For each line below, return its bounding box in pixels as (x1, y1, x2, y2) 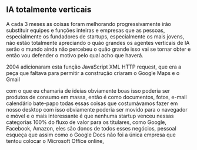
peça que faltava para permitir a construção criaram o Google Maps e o (6, 69, 180, 76)
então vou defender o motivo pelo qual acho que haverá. (6, 51, 144, 58)
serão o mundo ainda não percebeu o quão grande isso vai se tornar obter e (6, 45, 191, 53)
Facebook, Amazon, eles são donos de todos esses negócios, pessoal (6, 125, 176, 132)
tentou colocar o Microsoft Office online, (6, 137, 105, 144)
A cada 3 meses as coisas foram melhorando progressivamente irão (6, 20, 172, 27)
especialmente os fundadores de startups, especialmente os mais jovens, (6, 32, 185, 40)
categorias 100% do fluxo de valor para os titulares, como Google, (6, 118, 166, 126)
